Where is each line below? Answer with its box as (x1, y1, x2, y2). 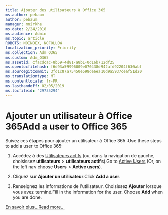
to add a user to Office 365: (5, 143, 63, 149)
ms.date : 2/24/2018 (5, 26, 47, 32)
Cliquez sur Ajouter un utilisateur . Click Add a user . (12, 174, 121, 180)
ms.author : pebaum (5, 12, 44, 17)
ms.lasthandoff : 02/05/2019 (5, 83, 65, 88)
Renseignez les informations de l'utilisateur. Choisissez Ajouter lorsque (12, 183, 162, 190)
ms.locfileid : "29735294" (5, 88, 60, 93)
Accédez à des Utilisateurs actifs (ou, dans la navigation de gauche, (12, 153, 155, 159)
